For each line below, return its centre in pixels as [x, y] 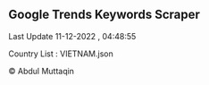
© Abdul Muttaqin [42, 71]
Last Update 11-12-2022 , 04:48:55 [72, 36]
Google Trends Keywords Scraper [104, 15]
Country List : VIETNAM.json [61, 54]
